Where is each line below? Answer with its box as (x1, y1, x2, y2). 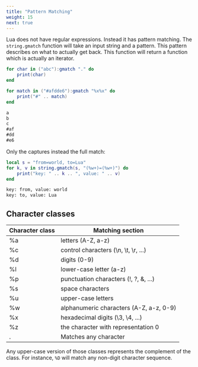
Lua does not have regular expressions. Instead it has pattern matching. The (6, 36, 193, 43)
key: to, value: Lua (6, 192, 58, 199)
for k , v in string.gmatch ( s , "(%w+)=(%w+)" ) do (6, 165, 129, 171)
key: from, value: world (6, 187, 68, 193)
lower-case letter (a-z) (60, 265, 126, 273)
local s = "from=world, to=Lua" (6, 159, 86, 165)
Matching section (93, 226, 144, 234)
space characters (60, 284, 110, 292)
